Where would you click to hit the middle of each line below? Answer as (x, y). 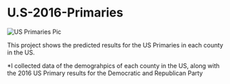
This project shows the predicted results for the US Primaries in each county (115, 45)
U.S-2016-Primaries (65, 13)
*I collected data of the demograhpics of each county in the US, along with (113, 65)
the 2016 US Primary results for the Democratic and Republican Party (105, 73)
